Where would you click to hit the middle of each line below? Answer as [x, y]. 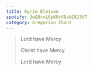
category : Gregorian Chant [39, 22]
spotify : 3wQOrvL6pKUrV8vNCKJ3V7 [47, 17]
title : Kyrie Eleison [32, 11]
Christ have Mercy [43, 50]
